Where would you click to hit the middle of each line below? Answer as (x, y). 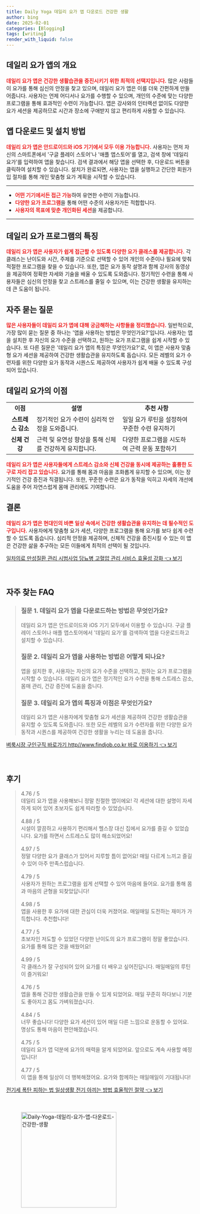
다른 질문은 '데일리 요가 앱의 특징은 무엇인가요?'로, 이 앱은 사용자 (105, 348)
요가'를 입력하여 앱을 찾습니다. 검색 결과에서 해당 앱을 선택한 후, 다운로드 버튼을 (98, 161)
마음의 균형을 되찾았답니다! (58, 891)
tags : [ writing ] (26, 34)
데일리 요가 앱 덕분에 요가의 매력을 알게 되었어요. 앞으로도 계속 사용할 (101, 1049)
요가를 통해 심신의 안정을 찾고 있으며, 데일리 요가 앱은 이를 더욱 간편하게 (96, 88)
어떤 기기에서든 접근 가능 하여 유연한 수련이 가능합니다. (77, 195)
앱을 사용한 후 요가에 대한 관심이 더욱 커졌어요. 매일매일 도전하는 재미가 (103, 911)
